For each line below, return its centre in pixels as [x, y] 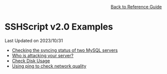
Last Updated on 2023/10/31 [34, 40]
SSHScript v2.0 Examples [59, 27]
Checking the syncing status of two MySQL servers [65, 50]
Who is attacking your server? [43, 55]
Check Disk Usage [31, 61]
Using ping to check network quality [49, 66]
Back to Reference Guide [136, 7]
